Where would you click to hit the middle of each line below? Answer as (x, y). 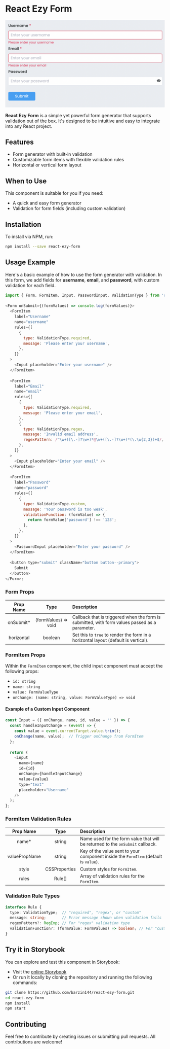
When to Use (26, 181)
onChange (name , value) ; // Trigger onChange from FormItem (79, 736)
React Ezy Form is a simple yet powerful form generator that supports (78, 115)
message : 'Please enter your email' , (63, 413)
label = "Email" (29, 386)
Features (19, 142)
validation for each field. (30, 285)
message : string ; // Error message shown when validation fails (86, 918)
